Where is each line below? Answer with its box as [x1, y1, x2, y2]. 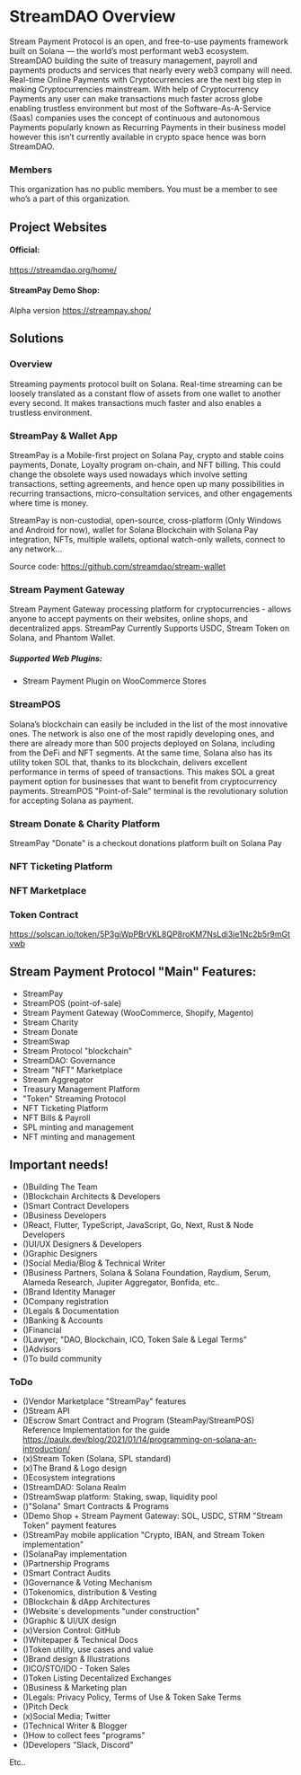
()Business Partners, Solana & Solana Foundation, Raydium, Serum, [22, 1267, 271, 1277]
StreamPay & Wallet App [9, 429, 119, 442]
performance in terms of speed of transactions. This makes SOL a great [9, 766, 276, 777]
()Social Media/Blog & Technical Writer [22, 1258, 166, 1268]
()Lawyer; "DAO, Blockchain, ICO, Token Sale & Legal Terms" [22, 1334, 247, 1345]
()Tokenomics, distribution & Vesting [22, 1586, 157, 1597]
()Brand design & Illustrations [22, 1653, 130, 1664]
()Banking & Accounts [22, 1314, 103, 1326]
